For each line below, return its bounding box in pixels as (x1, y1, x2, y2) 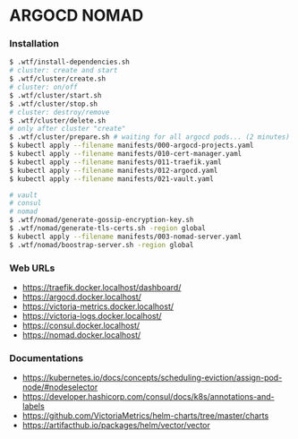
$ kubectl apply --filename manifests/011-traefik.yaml (9, 158, 222, 167)
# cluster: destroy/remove (9, 108, 110, 116)
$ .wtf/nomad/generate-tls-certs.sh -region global (9, 224, 206, 233)
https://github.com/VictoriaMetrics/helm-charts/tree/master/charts (21, 410, 269, 421)
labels (21, 400, 45, 412)
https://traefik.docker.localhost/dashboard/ (21, 282, 182, 293)
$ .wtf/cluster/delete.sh (9, 116, 106, 125)
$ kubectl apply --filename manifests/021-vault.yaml (9, 174, 215, 184)
